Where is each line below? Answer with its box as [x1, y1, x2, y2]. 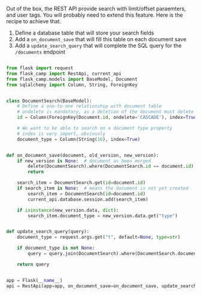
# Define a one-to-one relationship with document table [17, 103, 162, 109]
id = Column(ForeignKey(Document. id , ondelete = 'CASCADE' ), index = [17, 115, 186, 121]
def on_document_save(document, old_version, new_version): [6, 152, 160, 158]
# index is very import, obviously [17, 131, 106, 137]
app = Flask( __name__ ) [6, 277, 63, 283]
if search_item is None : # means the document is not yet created [17, 185, 188, 191]
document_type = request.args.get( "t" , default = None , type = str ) [17, 234, 181, 241]
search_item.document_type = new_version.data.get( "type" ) [28, 213, 178, 219]
